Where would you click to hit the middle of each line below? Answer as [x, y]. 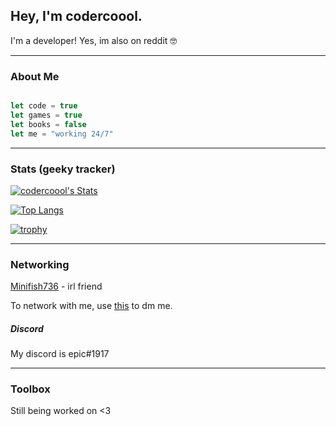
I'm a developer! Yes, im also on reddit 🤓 [94, 40]
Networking [40, 264]
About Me [35, 76]
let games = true [46, 115]
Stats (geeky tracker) [63, 169]
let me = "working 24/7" [62, 134]
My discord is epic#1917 [60, 354]
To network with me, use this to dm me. [91, 306]
